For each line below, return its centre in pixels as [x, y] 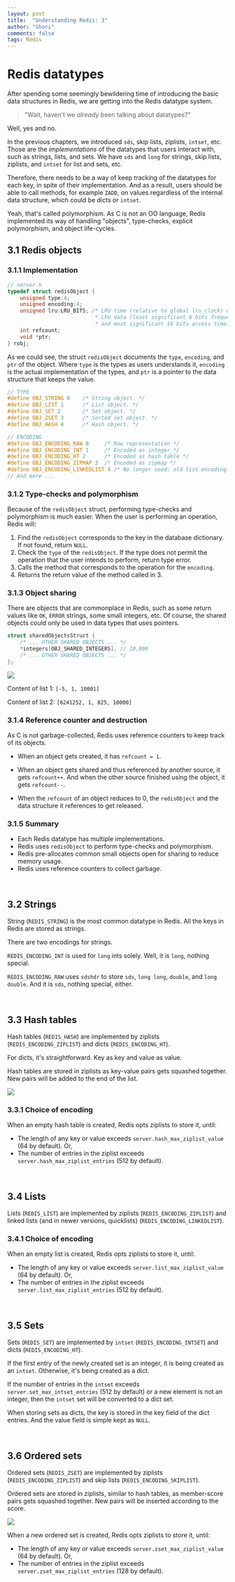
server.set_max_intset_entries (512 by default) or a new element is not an [115, 1392]
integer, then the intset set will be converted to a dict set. [91, 1399]
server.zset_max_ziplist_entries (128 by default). [90, 1571]
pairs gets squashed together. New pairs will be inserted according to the [113, 1501]
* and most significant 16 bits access [153, 324]
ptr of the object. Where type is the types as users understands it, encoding [116, 364]
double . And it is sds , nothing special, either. [70, 984]
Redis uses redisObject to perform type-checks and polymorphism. [115, 847]
